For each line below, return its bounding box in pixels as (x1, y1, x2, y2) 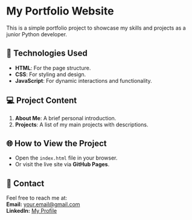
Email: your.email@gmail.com (6, 201, 80, 208)
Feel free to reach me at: (6, 195, 68, 202)
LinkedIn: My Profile (6, 207, 57, 215)
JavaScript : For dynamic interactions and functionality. (14, 77, 152, 84)
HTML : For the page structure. (14, 64, 91, 71)
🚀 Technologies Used (6, 48, 88, 59)
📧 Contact (6, 178, 45, 189)
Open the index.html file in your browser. (14, 154, 118, 161)
